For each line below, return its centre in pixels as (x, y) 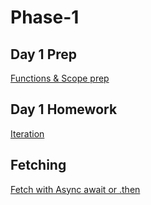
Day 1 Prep (44, 54)
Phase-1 (45, 17)
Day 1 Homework (64, 109)
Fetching (38, 165)
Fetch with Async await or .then (75, 189)
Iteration (27, 133)
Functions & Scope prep (60, 78)
